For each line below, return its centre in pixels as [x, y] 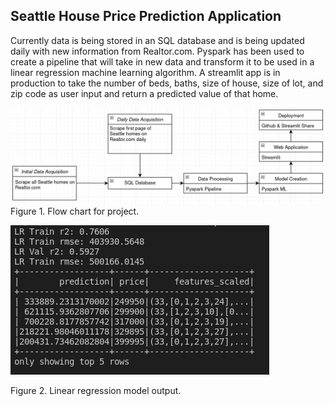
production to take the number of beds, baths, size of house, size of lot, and [167, 83]
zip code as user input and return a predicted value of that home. [144, 93]
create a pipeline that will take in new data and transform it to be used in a [162, 61]
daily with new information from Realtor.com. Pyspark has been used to [157, 51]
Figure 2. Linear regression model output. [96, 391]
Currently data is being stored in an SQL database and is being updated [157, 40]
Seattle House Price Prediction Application [146, 16]
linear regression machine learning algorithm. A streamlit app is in [145, 72]
